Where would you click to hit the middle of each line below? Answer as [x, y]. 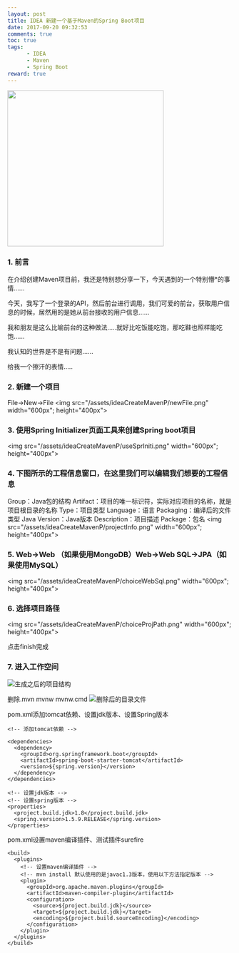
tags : [15, 47]
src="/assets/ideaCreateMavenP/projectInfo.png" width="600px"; [105, 527]
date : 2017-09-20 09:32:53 [47, 27]
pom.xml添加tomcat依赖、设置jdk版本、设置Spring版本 [88, 714]
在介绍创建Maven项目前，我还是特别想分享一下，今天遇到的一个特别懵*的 [116, 279]
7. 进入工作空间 [33, 667]
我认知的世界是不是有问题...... [51, 351]
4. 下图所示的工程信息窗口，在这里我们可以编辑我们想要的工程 [114, 474]
